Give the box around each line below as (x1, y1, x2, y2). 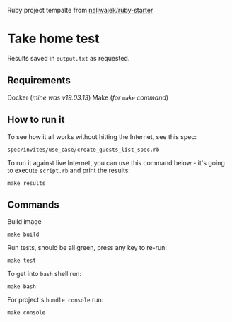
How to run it (7, 114, 65, 126)
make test (7, 257, 37, 264)
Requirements (7, 74, 71, 87)
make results (7, 179, 46, 186)
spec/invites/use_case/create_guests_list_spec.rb (7, 146, 160, 153)
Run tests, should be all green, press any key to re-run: (7, 244, 168, 252)
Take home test (7, 31, 100, 47)
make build (7, 231, 40, 239)
